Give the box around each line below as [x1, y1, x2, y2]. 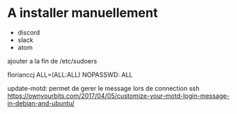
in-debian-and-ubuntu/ [7, 99, 75, 107]
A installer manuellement [7, 5, 158, 21]
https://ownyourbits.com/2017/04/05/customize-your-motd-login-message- [7, 91, 230, 100]
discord [17, 28, 40, 37]
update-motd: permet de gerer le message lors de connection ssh [7, 84, 200, 92]
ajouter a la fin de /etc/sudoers [7, 56, 98, 65]
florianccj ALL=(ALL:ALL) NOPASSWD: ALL [7, 70, 133, 79]
